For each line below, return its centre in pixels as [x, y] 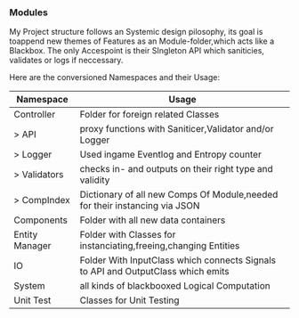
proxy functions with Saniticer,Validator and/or [177, 129]
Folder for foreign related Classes [149, 115]
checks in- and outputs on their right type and [176, 169]
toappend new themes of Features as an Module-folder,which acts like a [141, 41]
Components [41, 220]
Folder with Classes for [128, 235]
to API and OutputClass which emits [154, 272]
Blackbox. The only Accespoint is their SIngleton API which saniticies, [137, 51]
